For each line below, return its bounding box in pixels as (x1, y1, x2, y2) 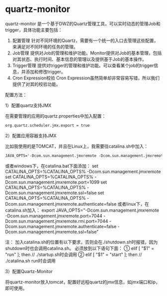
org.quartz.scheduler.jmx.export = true (5, 123, 90, 128)
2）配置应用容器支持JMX (5, 132, 57, 138)
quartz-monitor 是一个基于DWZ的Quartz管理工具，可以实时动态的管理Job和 (5, 20, 161, 26)
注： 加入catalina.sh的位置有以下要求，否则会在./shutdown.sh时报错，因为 (5, 239, 158, 245)
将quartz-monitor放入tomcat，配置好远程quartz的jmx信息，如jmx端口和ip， (5, 279, 161, 285)
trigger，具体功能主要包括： (5, 26, 63, 33)
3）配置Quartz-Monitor (5, 268, 53, 274)
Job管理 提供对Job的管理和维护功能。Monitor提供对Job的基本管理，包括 (12, 50, 162, 56)
